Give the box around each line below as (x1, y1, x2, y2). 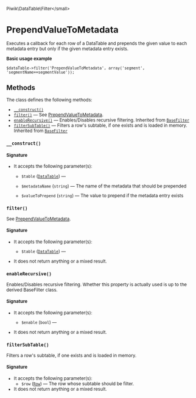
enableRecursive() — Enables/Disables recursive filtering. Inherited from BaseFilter (13, 117, 190, 123)
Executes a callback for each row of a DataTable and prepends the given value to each (6, 40, 187, 47)
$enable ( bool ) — (21, 319, 57, 326)
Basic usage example (6, 56, 52, 62)
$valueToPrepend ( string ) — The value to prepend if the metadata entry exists (21, 193, 184, 199)
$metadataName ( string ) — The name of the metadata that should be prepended (21, 183, 187, 189)
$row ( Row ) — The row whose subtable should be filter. (21, 380, 134, 387)
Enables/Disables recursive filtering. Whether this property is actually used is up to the (6, 281, 187, 288)
